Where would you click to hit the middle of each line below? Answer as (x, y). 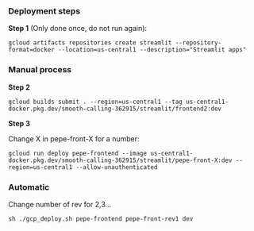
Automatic (29, 187)
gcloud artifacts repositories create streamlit (90, 43)
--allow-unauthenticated (117, 167)
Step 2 (19, 87)
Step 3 (19, 123)
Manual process (40, 70)
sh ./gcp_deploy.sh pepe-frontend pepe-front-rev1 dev (101, 219)
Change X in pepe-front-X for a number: (74, 139)
